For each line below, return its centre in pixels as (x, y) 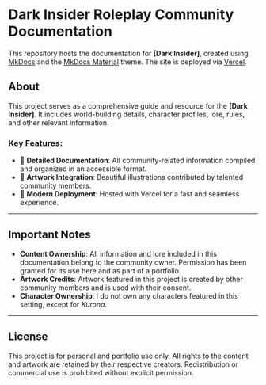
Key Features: (36, 143)
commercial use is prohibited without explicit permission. (101, 372)
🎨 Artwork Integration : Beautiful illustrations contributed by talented (131, 177)
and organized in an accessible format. (83, 169)
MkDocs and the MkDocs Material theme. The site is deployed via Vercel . (127, 62)
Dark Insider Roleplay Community (121, 15)
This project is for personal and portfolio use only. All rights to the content (128, 356)
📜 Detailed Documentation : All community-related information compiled (137, 161)
